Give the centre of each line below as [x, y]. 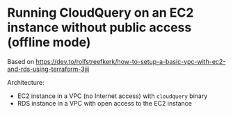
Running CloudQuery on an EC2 [101, 13]
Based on [21, 61]
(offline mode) [49, 42]
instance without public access [99, 27]
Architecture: [26, 82]
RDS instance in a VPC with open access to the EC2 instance [105, 103]
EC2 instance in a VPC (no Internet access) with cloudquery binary [112, 96]
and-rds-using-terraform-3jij [48, 69]
